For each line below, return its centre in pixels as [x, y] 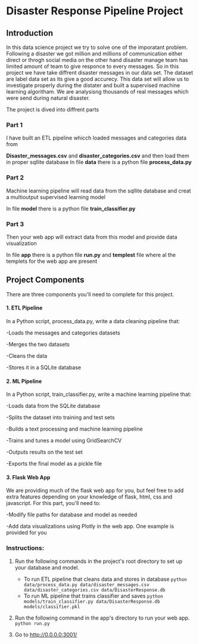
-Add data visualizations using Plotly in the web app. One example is [90, 527]
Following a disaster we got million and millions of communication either [94, 54]
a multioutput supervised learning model [56, 197]
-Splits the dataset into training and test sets [60, 417]
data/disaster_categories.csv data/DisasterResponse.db [94, 590]
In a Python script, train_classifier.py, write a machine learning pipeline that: [99, 394]
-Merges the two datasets [38, 344]
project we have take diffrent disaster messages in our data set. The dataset [100, 72]
